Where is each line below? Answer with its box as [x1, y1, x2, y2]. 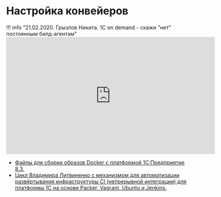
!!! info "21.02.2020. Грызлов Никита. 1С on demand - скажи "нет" [6, 24, 172, 31]
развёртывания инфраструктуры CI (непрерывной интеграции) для [14, 177, 186, 185]
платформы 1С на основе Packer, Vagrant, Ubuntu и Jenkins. [14, 184, 167, 191]
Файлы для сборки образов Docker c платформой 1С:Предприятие [14, 159, 185, 166]
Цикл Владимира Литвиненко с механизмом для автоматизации [14, 171, 180, 179]
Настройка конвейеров [6, 4, 129, 18]
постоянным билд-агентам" [6, 30, 77, 37]
